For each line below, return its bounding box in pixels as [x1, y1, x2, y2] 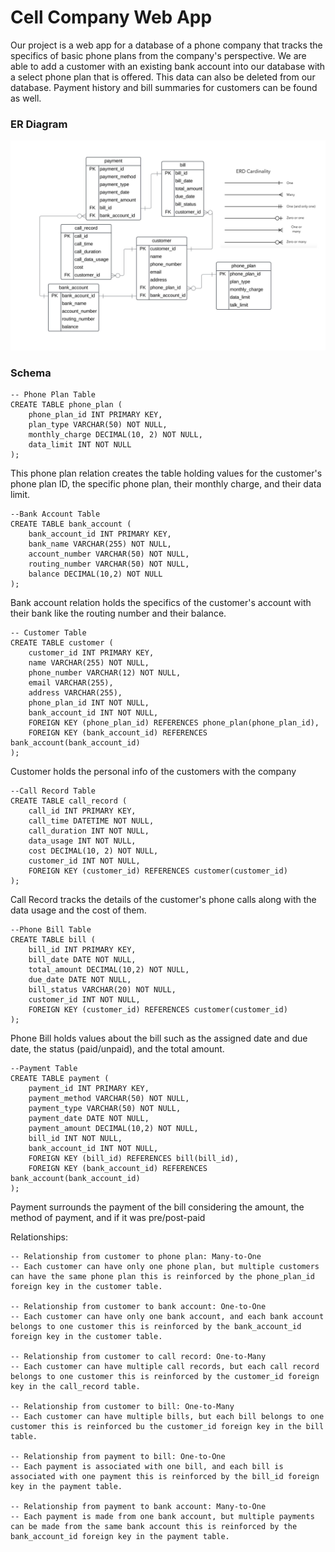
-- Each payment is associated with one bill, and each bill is [10, 1462, 284, 1472]
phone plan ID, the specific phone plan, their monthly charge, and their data [10, 478, 322, 490]
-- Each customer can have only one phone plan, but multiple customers [10, 1262, 320, 1272]
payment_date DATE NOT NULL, [28, 1114, 150, 1124]
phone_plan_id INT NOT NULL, [28, 698, 150, 708]
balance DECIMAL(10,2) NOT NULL [28, 569, 163, 580]
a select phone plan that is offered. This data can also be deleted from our [10, 71, 316, 83]
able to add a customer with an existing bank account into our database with [10, 60, 326, 72]
